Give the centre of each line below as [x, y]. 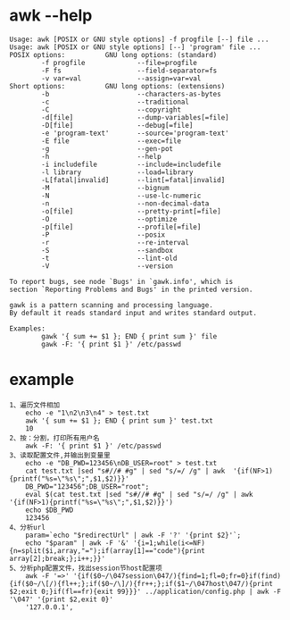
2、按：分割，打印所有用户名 [54, 438]
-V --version [108, 266]
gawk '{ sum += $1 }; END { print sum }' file [129, 336]
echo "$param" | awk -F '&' [77, 543]
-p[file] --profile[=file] [121, 227]
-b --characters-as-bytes [131, 94]
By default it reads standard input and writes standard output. [133, 313]
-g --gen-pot [108, 148]
